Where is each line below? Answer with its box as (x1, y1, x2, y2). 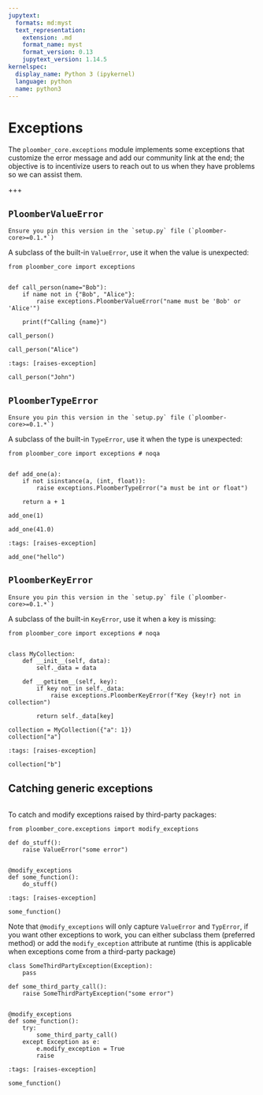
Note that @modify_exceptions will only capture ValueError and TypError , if (8, 922, 249, 931)
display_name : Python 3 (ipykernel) (15, 70, 135, 78)
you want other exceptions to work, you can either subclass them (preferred (8, 929, 256, 939)
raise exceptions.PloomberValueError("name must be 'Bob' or (36, 297, 242, 306)
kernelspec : (8, 63, 47, 71)
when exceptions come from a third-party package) (8, 947, 176, 956)
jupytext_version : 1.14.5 (22, 56, 108, 64)
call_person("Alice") (8, 346, 80, 354)
